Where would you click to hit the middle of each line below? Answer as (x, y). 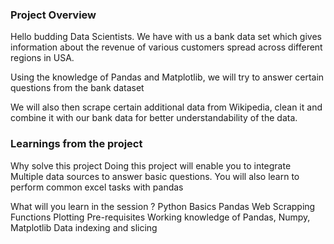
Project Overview (53, 15)
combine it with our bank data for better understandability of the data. (154, 118)
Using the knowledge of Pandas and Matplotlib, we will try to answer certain (167, 77)
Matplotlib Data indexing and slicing (84, 227)
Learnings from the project (76, 144)
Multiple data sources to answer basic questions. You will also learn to (155, 176)
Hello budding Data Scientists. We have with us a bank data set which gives (166, 37)
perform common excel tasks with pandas (97, 187)
